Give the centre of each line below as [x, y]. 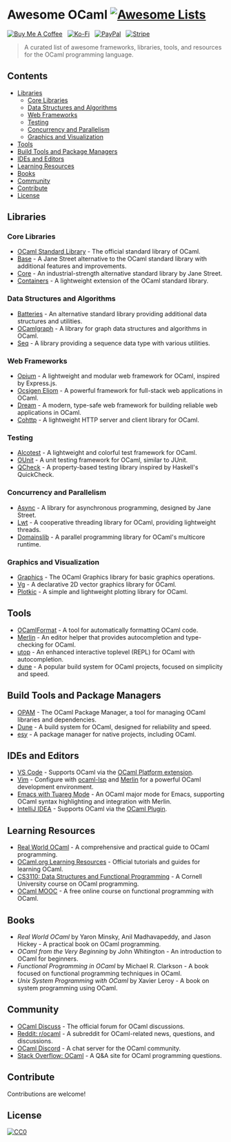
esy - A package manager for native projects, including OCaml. [107, 734]
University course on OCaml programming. [78, 884]
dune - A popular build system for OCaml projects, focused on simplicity [120, 666]
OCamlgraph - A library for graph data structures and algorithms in [112, 328]
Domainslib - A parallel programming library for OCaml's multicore [111, 537]
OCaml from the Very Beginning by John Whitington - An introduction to [119, 951]
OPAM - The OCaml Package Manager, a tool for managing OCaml [111, 712]
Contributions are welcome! [47, 1094]
